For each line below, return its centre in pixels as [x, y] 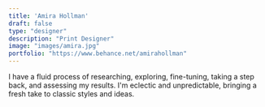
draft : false [30, 24]
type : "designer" [38, 31]
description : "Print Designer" [61, 39]
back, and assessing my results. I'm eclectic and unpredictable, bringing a [133, 85]
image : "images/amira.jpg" [54, 46]
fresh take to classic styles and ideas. [72, 94]
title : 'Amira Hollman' [49, 16]
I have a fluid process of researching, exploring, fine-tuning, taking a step [131, 77]
